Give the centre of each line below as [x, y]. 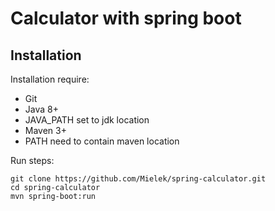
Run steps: [32, 160]
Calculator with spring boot [126, 18]
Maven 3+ [45, 130]
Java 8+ [41, 109]
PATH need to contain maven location [102, 141]
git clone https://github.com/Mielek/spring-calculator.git [138, 179]
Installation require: [50, 79]
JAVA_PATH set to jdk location [87, 120]
